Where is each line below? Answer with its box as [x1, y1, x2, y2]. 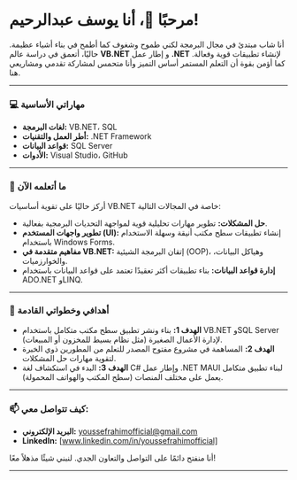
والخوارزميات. [21, 255, 68, 266]
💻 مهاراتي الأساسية [9, 98, 86, 111]
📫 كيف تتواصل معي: [9, 402, 89, 414]
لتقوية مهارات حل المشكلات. [21, 352, 117, 363]
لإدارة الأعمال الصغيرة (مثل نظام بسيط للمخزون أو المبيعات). [21, 334, 223, 345]
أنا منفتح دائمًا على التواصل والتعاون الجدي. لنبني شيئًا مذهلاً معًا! [9, 453, 217, 463]
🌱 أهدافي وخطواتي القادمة [9, 305, 110, 317]
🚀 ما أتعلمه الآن [9, 181, 66, 193]
